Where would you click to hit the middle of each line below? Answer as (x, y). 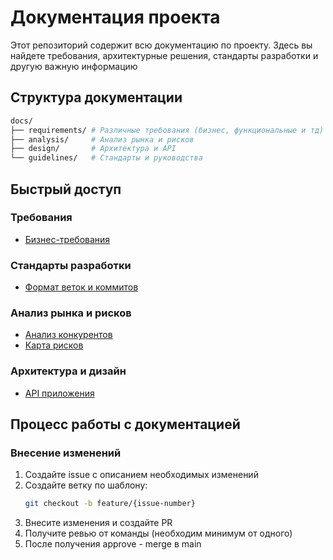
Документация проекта (115, 17)
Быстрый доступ (66, 189)
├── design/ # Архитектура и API (93, 149)
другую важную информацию (74, 66)
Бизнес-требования (67, 239)
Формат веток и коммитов (81, 287)
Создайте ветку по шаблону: (86, 485)
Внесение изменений (66, 453)
